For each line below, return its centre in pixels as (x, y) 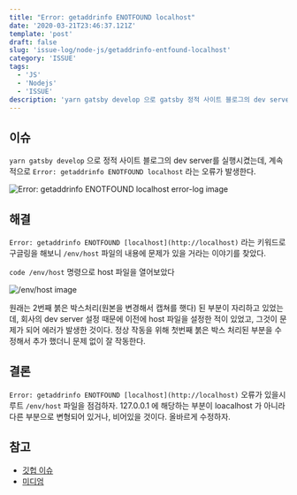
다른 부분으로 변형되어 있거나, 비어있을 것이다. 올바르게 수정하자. (120, 416)
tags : (19, 67)
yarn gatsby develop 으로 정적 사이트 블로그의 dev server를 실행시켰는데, (138, 161)
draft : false (33, 42)
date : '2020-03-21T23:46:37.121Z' (73, 26)
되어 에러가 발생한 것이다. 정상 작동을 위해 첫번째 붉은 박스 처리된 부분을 (149, 330)
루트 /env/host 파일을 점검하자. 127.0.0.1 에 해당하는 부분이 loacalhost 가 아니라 (147, 405)
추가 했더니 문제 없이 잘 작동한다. (89, 341)
